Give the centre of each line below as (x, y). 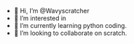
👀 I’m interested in (40, 18)
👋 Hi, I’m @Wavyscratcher (52, 11)
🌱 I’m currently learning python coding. (70, 25)
